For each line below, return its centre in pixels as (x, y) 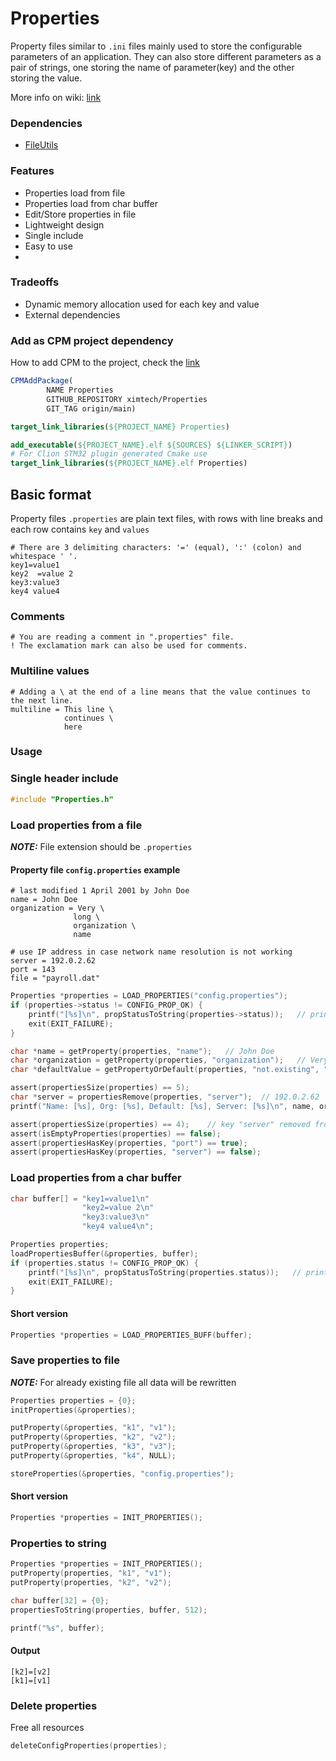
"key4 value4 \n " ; (118, 1227)
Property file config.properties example (95, 869)
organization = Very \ (57, 908)
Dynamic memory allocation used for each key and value (142, 304)
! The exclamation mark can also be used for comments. (129, 646)
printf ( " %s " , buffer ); (57, 1628)
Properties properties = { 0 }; (73, 1400)
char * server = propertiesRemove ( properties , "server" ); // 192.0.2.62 (165, 1097)
